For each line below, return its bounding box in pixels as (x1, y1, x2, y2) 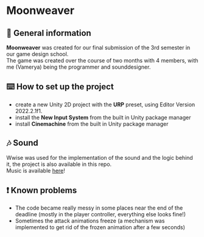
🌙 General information (6, 28, 91, 38)
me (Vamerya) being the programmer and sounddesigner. (6, 63, 151, 70)
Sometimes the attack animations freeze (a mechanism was (15, 217, 165, 225)
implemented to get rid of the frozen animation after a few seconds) (15, 224, 186, 231)
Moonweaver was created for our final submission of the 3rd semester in (6, 44, 191, 51)
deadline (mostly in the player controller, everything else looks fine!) (15, 211, 186, 218)
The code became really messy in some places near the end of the (15, 204, 183, 211)
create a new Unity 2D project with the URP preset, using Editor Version (15, 101, 195, 108)
